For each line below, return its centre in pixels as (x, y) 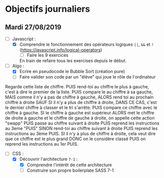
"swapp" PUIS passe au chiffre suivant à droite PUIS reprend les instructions (82, 123)
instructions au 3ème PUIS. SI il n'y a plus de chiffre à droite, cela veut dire (80, 134)
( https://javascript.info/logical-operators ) (61, 50)
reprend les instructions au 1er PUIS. (42, 144)
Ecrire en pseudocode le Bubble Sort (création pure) (72, 72)
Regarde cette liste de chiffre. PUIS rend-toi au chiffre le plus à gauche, (77, 87)
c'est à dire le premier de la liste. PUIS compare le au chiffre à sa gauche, (79, 92)
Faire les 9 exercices (47, 55)
